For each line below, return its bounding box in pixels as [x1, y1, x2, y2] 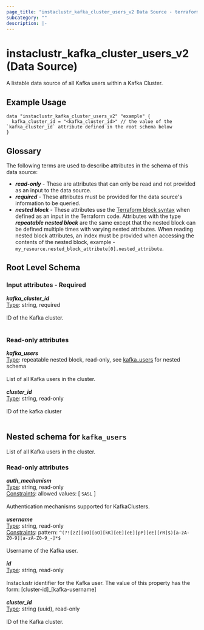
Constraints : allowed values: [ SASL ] [6, 490, 96, 497]
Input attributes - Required [6, 281, 86, 289]
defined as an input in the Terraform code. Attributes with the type [15, 212, 181, 220]
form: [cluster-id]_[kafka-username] [6, 586, 97, 593]
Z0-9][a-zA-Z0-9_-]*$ [6, 535, 61, 542]
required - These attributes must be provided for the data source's [15, 193, 183, 200]
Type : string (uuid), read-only [6, 605, 80, 612]
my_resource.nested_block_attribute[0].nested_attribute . [15, 245, 164, 252]
